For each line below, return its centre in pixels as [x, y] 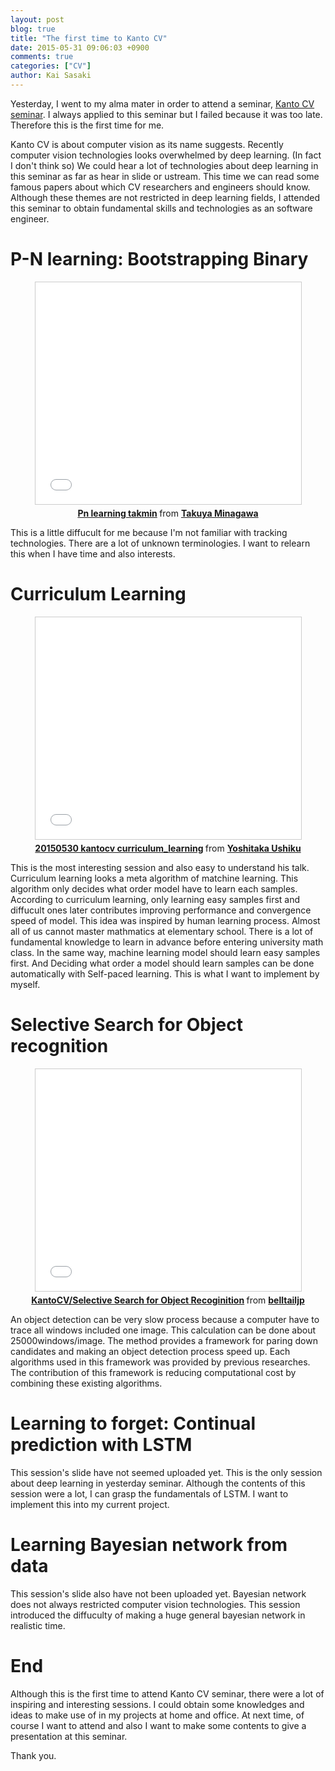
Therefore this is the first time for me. [87, 125]
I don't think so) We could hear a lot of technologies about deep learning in [164, 165]
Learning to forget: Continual [133, 1423]
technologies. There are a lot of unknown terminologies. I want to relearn [160, 543]
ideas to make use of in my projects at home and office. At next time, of [157, 1715]
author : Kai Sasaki [51, 76]
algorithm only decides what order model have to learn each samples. [154, 888]
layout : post [37, 19]
